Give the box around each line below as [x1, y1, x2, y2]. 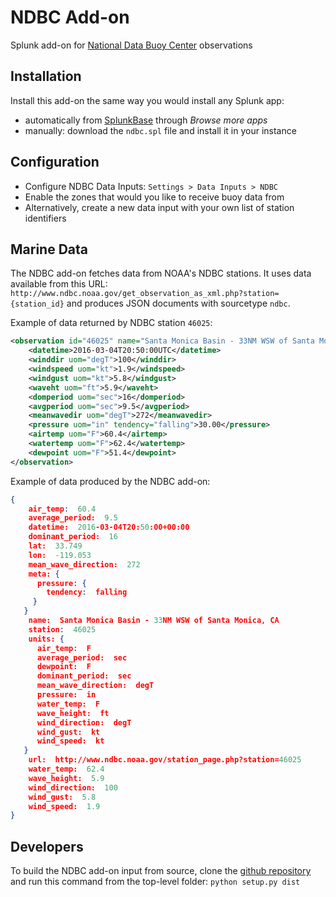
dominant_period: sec [36, 671, 132, 681]
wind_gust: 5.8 [28, 792, 97, 802]
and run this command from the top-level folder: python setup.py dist [10, 876, 301, 888]
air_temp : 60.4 [28, 504, 97, 514]
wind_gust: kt [36, 727, 101, 737]
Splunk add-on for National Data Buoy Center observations [10, 39, 253, 51]
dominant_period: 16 [28, 532, 118, 542]
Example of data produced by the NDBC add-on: [10, 475, 211, 487]
